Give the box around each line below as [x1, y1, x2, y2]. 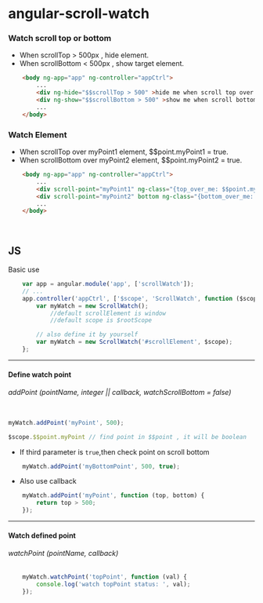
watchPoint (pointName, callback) [8, 549, 119, 558]
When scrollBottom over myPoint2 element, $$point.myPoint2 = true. [19, 155, 243, 165]
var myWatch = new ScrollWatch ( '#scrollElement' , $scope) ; [36, 338, 233, 346]
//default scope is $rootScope [49, 316, 153, 324]
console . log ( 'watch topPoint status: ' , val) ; [36, 580, 191, 588]
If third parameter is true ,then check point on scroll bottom [19, 447, 210, 456]
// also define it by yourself [36, 331, 139, 338]
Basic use [8, 265, 40, 275]
